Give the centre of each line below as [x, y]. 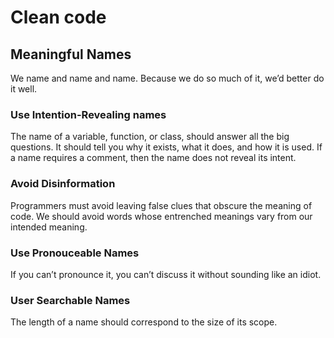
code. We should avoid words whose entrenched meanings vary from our [161, 216]
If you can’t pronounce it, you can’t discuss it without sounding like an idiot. [166, 274]
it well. [24, 89]
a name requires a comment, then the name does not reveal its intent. [153, 158]
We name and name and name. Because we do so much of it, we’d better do [167, 78]
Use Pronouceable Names [75, 253]
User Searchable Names [70, 300]
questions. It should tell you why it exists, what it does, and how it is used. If [166, 147]
